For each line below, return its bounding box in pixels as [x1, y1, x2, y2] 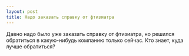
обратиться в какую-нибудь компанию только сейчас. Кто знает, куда [6, 37, 184, 44]
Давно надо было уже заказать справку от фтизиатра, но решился [6, 30, 175, 37]
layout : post [6, 8, 38, 15]
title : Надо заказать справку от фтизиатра [6, 14, 115, 20]
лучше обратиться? [6, 42, 56, 50]
